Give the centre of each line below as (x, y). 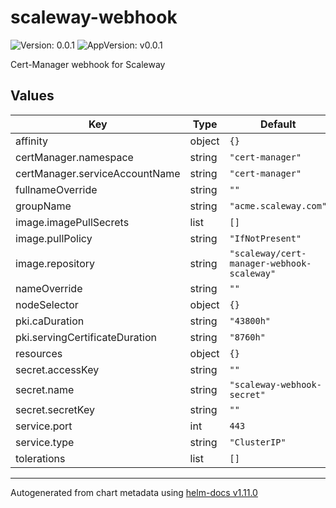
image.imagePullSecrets (72, 222)
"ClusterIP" (258, 442)
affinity (31, 141)
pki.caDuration (50, 321)
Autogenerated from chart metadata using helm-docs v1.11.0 (134, 492)
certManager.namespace (74, 157)
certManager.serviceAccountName (98, 173)
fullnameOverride (56, 189)
